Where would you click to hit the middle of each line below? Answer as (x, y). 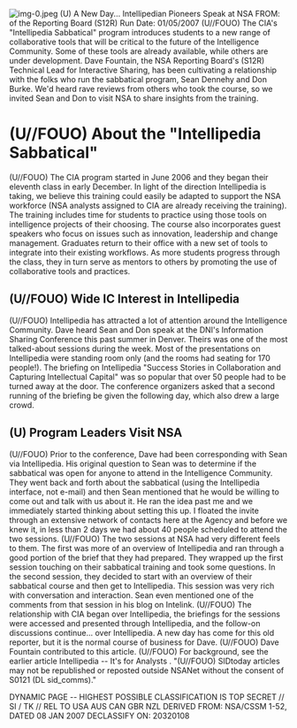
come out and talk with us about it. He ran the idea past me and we (131, 501)
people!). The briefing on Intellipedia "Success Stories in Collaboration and (145, 367)
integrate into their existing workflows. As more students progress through (145, 252)
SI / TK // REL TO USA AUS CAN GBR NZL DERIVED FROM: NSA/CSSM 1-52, (148, 706)
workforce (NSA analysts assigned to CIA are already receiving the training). (148, 205)
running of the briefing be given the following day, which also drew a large (145, 395)
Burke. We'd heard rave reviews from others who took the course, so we (141, 89)
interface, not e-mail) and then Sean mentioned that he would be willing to (145, 492)
